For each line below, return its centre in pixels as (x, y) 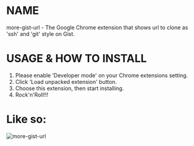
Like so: (27, 120)
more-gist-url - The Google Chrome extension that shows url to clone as (97, 27)
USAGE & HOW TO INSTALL (77, 59)
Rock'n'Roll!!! (32, 94)
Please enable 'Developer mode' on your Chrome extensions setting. (101, 75)
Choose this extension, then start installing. (69, 88)
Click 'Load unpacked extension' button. (66, 82)
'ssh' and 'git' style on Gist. (41, 33)
